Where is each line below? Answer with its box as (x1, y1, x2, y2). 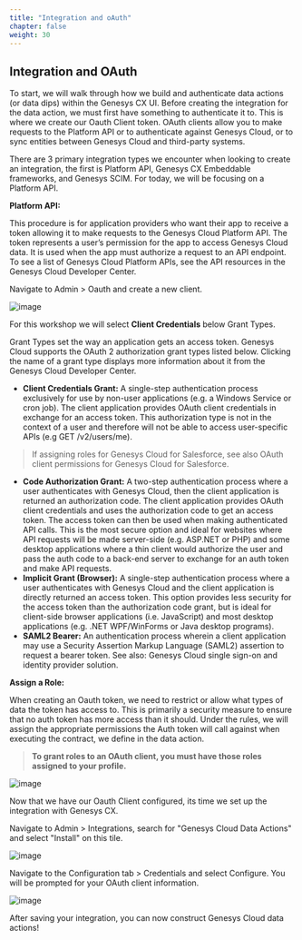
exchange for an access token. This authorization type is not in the (22, 412, 272, 423)
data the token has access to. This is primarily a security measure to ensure (9, 705, 293, 716)
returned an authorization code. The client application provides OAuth (22, 496, 284, 507)
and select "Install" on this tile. (9, 833, 123, 844)
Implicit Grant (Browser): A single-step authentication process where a (22, 573, 290, 584)
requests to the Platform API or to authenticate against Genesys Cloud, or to (9, 126, 293, 137)
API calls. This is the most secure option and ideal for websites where (22, 524, 283, 536)
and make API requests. (22, 563, 112, 574)
